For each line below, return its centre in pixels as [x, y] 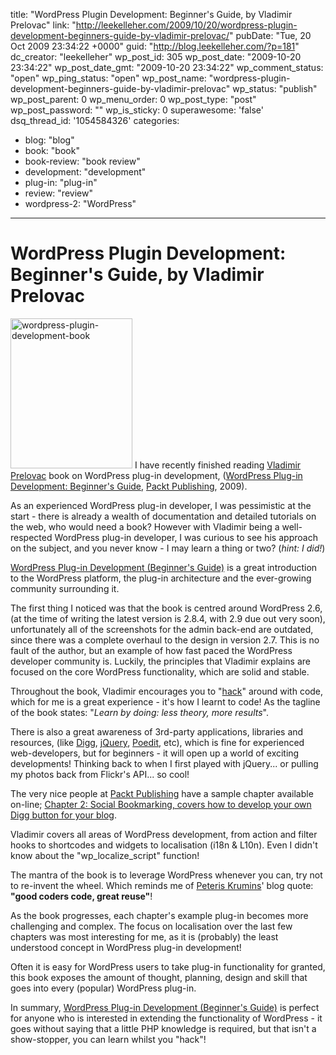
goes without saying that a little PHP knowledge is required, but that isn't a [163, 1028]
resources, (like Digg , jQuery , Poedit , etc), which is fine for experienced [157, 742]
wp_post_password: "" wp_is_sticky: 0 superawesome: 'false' [137, 110]
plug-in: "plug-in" [61, 182]
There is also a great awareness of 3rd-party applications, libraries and [157, 731]
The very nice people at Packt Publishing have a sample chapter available [162, 793]
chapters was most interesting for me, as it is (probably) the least [144, 936]
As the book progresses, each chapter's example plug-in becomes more [159, 915]
